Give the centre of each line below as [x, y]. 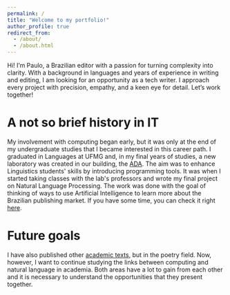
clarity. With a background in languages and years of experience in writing [113, 73]
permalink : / [26, 13]
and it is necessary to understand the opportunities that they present [105, 276]
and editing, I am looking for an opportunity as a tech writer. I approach [108, 80]
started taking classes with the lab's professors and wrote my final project [112, 178]
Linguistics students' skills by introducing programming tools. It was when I [114, 171]
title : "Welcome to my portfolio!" [58, 20]
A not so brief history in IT [83, 123]
